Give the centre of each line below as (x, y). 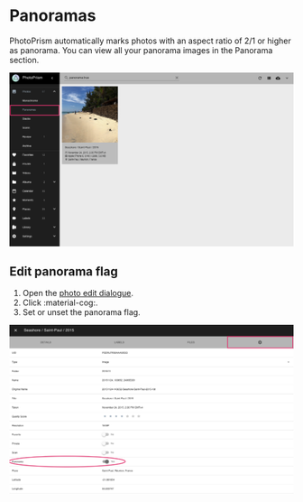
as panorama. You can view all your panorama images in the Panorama (141, 50)
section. (24, 60)
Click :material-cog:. (60, 302)
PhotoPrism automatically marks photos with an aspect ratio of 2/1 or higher (150, 41)
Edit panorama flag (64, 271)
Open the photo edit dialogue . (78, 293)
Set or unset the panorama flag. (82, 312)
